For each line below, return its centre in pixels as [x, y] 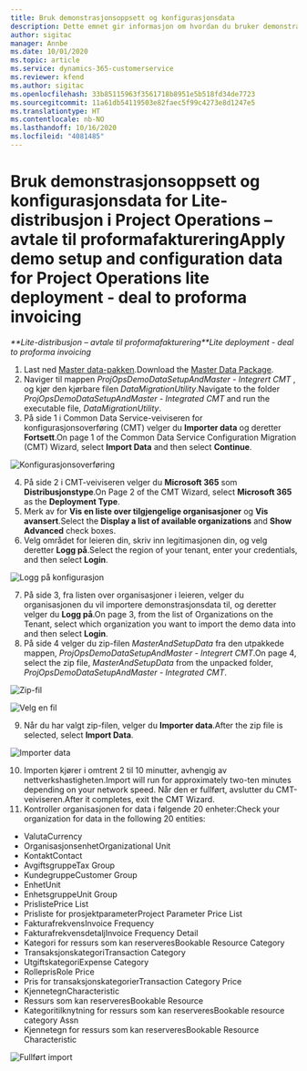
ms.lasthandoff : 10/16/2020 [64, 128]
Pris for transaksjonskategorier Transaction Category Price [133, 981]
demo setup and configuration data [147, 259]
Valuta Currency [53, 836]
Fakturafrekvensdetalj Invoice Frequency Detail [111, 933]
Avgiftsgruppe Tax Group [69, 865]
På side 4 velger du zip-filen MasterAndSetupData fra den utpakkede [154, 643]
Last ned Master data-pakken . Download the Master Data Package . [148, 369]
